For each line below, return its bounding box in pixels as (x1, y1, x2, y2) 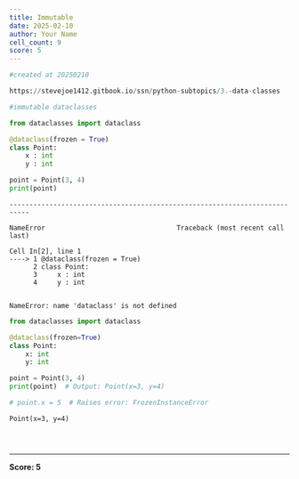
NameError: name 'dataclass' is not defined (9, 301, 177, 310)
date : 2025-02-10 (9, 21, 74, 30)
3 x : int (32, 270, 86, 279)
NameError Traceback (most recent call (9, 223, 285, 232)
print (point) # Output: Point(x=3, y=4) (9, 382, 166, 392)
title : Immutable (9, 12, 74, 22)
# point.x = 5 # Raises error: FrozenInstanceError (9, 398, 209, 407)
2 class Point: (32, 262, 90, 272)
